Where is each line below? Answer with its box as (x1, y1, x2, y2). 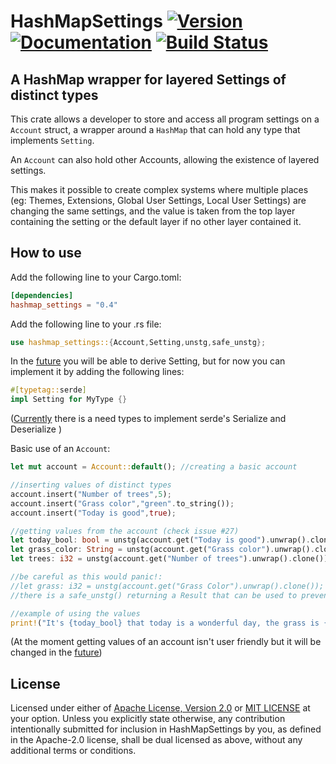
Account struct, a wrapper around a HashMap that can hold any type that (10, 124, 301, 135)
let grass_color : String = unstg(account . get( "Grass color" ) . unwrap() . (10, 545, 315, 555)
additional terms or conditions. (10, 745, 137, 757)
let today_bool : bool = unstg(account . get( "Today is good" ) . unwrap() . (10, 535, 311, 545)
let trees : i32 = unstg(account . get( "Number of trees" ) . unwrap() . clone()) (10, 554, 329, 564)
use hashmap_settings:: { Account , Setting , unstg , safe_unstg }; (10, 337, 267, 347)
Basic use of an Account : (10, 443, 111, 455)
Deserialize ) (10, 423, 62, 435)
